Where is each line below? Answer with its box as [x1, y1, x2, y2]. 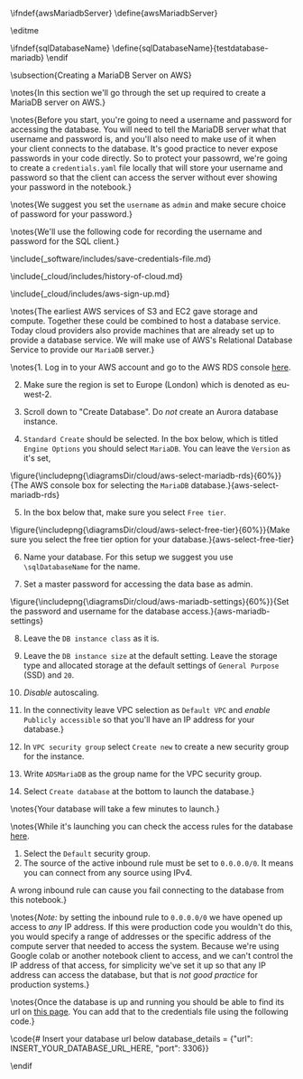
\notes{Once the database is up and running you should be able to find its [10, 997, 285, 1007]
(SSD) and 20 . [23, 670, 75, 680]
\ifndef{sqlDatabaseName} [10, 42, 111, 53]
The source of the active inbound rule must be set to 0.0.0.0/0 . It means [23, 858, 294, 868]
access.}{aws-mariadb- [181, 605, 271, 616]
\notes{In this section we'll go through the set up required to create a [10, 88, 267, 98]
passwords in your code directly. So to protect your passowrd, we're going [10, 153, 288, 164]
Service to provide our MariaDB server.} [10, 344, 155, 355]
